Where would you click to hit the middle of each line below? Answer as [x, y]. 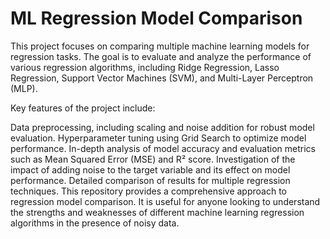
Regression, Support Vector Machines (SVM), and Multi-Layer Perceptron [162, 78]
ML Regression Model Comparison [156, 18]
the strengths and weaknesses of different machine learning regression [157, 212]
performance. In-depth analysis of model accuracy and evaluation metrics [163, 148]
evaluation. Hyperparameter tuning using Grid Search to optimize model [158, 138]
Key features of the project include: [83, 108]
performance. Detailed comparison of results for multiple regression [150, 180]
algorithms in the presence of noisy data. [95, 223]
